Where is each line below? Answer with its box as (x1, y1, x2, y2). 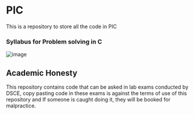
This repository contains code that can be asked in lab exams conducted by (6, 83, 189, 91)
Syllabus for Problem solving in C (6, 38, 102, 46)
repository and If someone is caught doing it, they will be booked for (6, 96, 171, 103)
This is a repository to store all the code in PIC (6, 23, 117, 30)
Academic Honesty (6, 68, 78, 78)
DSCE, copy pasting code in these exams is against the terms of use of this (6, 90, 187, 97)
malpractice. (6, 102, 36, 109)
